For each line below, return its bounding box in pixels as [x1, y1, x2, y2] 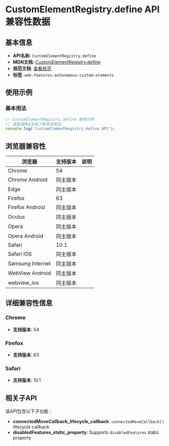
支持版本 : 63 [12, 352, 39, 358]
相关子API [5, 393, 37, 402]
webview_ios [8, 279, 39, 286]
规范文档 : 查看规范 [12, 66, 52, 71]
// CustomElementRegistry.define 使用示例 [5, 117, 94, 122]
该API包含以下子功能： [5, 408, 53, 414]
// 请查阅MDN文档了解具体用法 [5, 121, 61, 126]
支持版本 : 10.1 [12, 377, 41, 384]
